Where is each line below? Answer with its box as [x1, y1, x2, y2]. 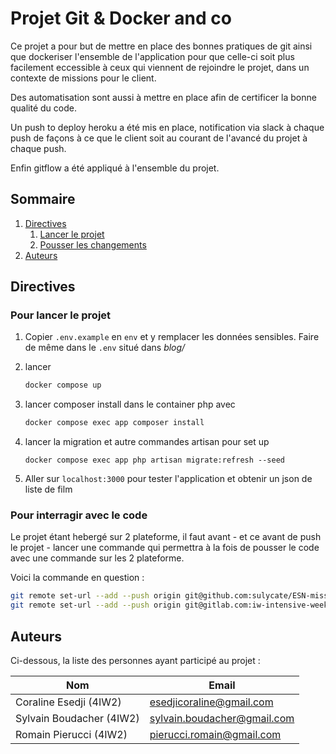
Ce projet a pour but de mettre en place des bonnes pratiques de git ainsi [10, 40, 313, 52]
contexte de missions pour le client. [10, 72, 157, 84]
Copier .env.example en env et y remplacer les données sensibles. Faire [24, 331, 320, 343]
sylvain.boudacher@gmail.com [149, 712, 295, 726]
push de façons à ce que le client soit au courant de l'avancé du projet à [10, 132, 308, 144]
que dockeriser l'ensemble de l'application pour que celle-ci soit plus [10, 50, 295, 62]
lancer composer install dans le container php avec [24, 398, 236, 411]
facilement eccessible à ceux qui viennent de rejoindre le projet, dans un [10, 61, 310, 73]
